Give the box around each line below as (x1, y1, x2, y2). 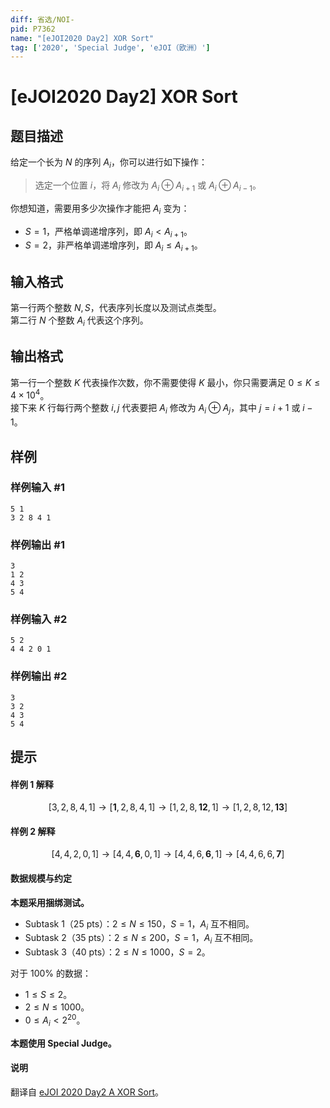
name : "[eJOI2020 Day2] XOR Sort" (10, 33, 155, 43)
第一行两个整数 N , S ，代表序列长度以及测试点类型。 (10, 302, 222, 314)
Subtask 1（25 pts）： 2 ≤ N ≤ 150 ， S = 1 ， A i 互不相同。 (24, 917, 255, 932)
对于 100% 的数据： (10, 967, 92, 980)
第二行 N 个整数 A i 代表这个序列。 (10, 314, 149, 328)
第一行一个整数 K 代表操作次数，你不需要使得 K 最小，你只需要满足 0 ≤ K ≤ (10, 376, 321, 388)
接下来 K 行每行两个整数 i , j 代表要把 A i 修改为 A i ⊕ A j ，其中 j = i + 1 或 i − (10, 402, 313, 416)
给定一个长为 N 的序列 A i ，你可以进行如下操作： (10, 156, 208, 171)
